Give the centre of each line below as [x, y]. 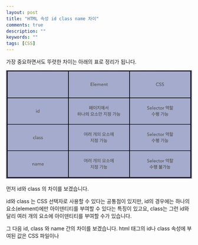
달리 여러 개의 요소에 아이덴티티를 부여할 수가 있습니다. [69, 216]
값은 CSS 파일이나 [38, 236]
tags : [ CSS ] [21, 44]
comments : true [25, 25]
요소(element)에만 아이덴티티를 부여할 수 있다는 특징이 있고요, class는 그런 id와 [98, 208]
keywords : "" [22, 37]
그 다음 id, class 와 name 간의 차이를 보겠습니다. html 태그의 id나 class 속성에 [96, 229]
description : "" [26, 31]
